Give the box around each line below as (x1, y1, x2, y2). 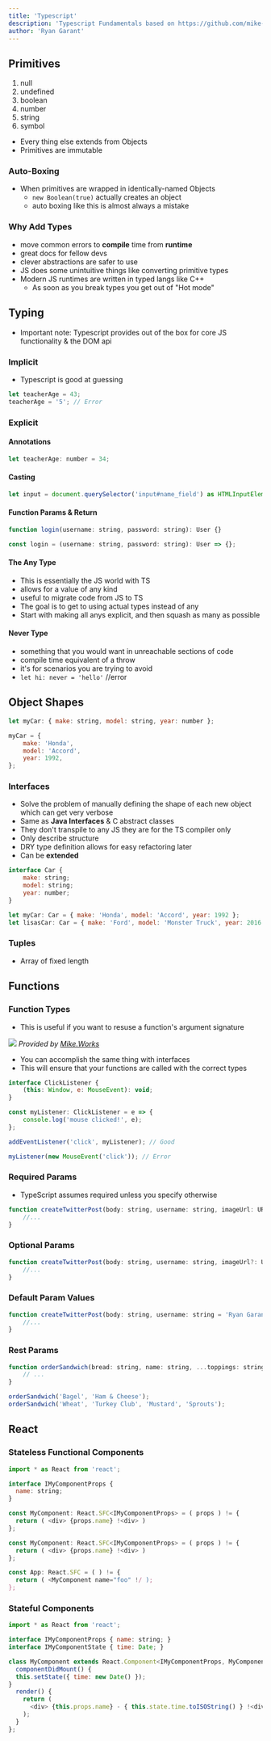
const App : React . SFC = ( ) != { (8, 1569, 121, 1577)
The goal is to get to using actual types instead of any (19, 601, 199, 611)
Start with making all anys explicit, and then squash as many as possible (19, 609, 261, 619)
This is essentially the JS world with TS (19, 575, 151, 585)
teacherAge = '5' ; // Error (8, 398, 103, 406)
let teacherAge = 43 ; (8, 390, 81, 398)
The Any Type (8, 558, 56, 567)
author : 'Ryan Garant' (8, 27, 85, 35)
